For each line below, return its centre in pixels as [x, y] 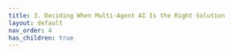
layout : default [35, 23]
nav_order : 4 [30, 30]
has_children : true [41, 38]
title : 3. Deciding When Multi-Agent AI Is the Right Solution [117, 15]
